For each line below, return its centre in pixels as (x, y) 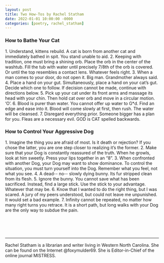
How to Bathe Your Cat (32, 41)
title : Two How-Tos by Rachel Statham (44, 14)
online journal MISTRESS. (31, 255)
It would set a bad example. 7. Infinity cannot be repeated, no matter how (79, 200)
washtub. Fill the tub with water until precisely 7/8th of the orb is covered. (79, 67)
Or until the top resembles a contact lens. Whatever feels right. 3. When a (79, 72)
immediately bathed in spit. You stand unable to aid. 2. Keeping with (73, 56)
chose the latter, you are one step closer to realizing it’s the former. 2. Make (81, 147)
